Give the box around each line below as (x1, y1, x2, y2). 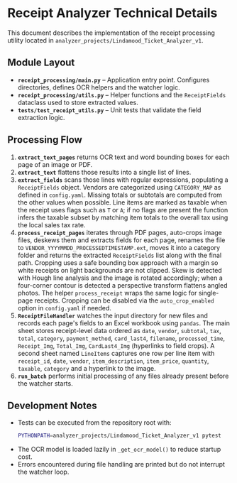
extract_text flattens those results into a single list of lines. (17, 168, 192, 176)
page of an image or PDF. (17, 160, 93, 168)
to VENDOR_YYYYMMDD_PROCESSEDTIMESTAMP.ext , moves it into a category (17, 243, 221, 251)
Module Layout (7, 57, 75, 69)
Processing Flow (7, 134, 83, 146)
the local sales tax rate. (17, 220, 86, 229)
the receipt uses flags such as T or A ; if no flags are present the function (17, 205, 228, 214)
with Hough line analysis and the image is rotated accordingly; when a (17, 273, 224, 282)
